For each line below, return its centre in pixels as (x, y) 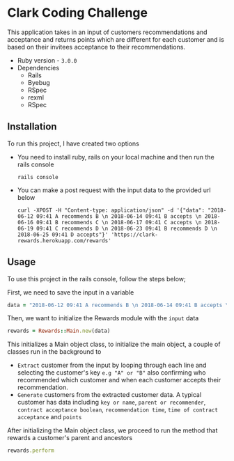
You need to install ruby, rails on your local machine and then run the (116, 157)
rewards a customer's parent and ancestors (70, 438)
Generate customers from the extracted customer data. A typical (109, 395)
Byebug (39, 82)
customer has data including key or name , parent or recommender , (111, 403)
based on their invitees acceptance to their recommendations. (96, 47)
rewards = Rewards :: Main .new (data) (59, 331)
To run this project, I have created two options (73, 143)
